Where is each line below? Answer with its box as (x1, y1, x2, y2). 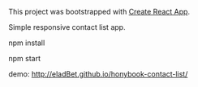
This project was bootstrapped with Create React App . (8, 7, 191, 16)
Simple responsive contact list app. (8, 23, 126, 31)
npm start (8, 54, 41, 63)
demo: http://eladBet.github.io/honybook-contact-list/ (8, 69, 188, 79)
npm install (8, 38, 45, 48)
